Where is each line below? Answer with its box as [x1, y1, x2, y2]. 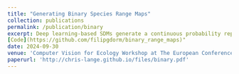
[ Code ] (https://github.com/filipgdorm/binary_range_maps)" [7, 37, 186, 44]
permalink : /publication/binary [7, 23, 103, 30]
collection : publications [7, 17, 84, 24]
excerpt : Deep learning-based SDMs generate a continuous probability [7, 30, 221, 37]
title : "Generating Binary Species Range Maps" [7, 10, 152, 18]
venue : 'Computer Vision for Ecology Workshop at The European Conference [7, 50, 234, 57]
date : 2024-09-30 [7, 43, 59, 50]
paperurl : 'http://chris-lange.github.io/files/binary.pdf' [7, 56, 190, 63]
